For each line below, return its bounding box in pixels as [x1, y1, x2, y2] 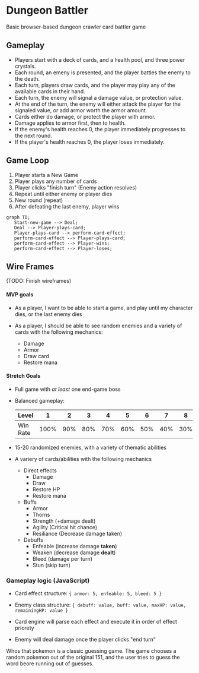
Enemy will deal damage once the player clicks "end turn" [14, 636, 156, 643]
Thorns [32, 511, 50, 518]
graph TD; [6, 214, 31, 220]
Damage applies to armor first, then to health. [14, 119, 126, 127]
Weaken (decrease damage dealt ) [32, 549, 116, 556]
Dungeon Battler [6, 4, 89, 17]
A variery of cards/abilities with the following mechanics [14, 455, 152, 462]
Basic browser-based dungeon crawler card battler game [6, 23, 146, 30]
